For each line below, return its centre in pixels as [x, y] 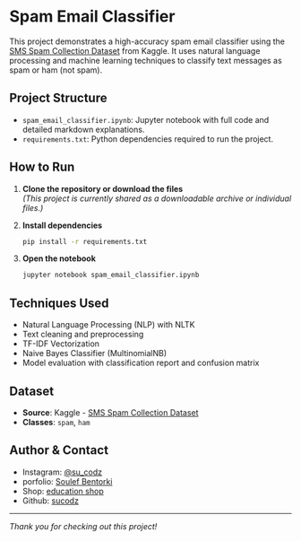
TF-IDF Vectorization [61, 344]
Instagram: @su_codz [62, 472]
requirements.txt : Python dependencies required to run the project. [148, 139]
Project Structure [58, 98]
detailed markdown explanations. [83, 129]
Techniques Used [59, 303]
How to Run [42, 167]
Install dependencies [62, 225]
